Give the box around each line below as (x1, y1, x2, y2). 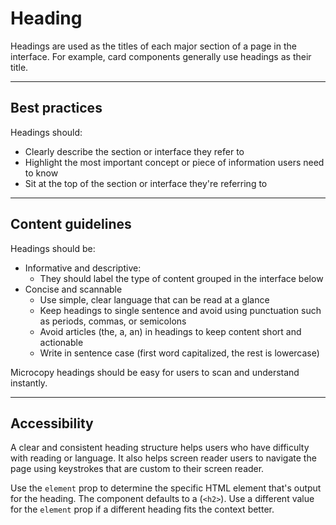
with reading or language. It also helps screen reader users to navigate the (10, 452, 317, 464)
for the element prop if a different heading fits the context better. (10, 503, 275, 516)
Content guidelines (10, 216, 132, 233)
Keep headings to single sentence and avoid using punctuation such (39, 304, 322, 316)
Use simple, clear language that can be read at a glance (39, 293, 270, 306)
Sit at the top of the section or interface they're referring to (24, 177, 268, 189)
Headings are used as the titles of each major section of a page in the (10, 40, 297, 52)
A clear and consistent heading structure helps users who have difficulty (10, 442, 310, 454)
